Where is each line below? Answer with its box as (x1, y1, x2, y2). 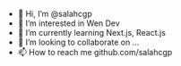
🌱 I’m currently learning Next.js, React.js (17, 28, 166, 37)
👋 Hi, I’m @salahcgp (17, 9, 92, 19)
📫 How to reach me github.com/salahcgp (17, 47, 173, 57)
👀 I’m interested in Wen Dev (17, 18, 121, 29)
